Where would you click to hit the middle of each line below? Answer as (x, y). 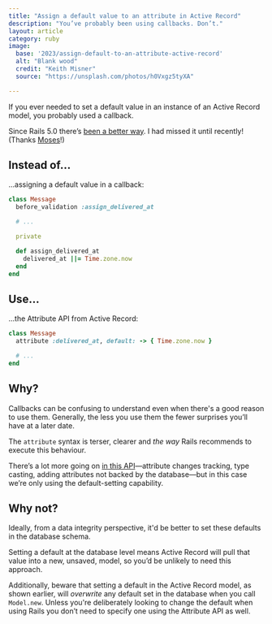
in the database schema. (50, 536)
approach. (26, 570)
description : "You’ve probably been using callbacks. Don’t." (116, 24)
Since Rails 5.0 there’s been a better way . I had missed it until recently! (126, 131)
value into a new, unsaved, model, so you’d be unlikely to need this (120, 561)
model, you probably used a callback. (71, 115)
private (29, 236)
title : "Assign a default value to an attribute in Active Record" (125, 16)
